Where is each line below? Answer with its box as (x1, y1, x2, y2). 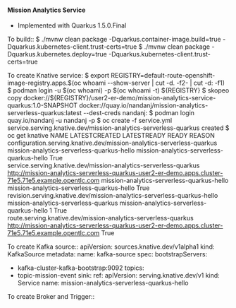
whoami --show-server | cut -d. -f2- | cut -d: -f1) (82, 78, 225, 88)
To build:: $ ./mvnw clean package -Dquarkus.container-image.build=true (7, 35, 221, 44)
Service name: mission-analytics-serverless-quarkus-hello (17, 279, 189, 288)
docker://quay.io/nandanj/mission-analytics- (79, 101, 209, 109)
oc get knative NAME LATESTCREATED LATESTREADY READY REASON (7, 131, 215, 140)
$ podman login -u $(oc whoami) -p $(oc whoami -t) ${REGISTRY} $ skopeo (7, 86, 230, 95)
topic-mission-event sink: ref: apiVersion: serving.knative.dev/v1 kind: (17, 271, 220, 280)
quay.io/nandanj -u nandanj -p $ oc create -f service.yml (7, 117, 173, 125)
